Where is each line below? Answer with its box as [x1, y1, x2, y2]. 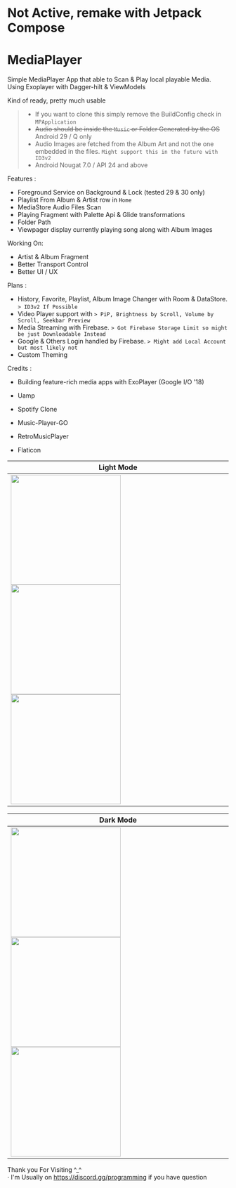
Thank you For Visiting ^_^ [7, 1166, 82, 1174]
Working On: [7, 239, 44, 247]
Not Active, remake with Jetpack [7, 5, 202, 21]
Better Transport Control [17, 260, 88, 268]
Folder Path [17, 218, 51, 226]
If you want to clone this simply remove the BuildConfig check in [34, 110, 221, 119]
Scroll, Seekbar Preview [17, 318, 91, 325]
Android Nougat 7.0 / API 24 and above [34, 161, 148, 169]
